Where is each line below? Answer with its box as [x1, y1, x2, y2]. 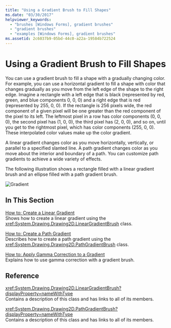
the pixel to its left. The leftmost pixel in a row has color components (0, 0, [5, 113, 162, 119]
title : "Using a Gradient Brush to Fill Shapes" [5, 7, 111, 13]
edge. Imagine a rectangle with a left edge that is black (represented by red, [5, 91, 165, 97]
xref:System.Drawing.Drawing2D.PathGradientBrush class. [5, 241, 129, 248]
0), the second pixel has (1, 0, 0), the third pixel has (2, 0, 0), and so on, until [5, 118, 166, 125]
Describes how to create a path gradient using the [5, 236, 111, 242]
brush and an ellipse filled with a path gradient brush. [5, 171, 118, 177]
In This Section [5, 196, 54, 205]
